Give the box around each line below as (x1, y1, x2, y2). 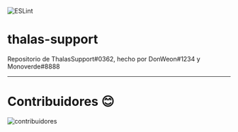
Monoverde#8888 (7, 62, 60, 71)
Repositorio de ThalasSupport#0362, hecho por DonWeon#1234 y (7, 54, 200, 63)
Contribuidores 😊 (7, 94, 115, 109)
